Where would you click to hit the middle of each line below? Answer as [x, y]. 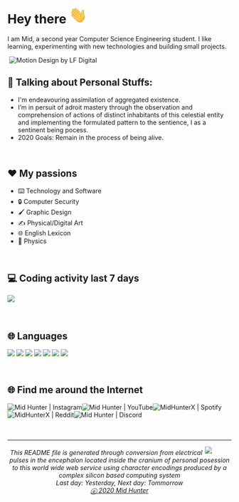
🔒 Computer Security [48, 202]
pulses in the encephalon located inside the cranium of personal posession [119, 460]
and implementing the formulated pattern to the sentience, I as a [112, 122]
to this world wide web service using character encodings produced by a [119, 468]
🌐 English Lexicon [44, 233]
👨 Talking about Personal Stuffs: [80, 83]
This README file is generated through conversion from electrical [106, 453]
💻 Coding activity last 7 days [74, 278]
